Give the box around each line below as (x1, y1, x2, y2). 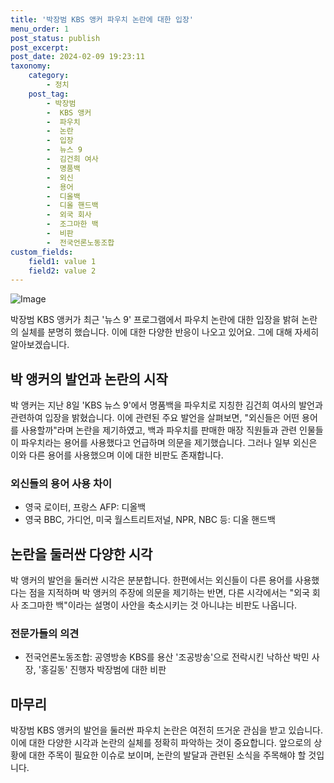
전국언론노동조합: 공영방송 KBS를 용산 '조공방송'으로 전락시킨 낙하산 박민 (24, 651, 310, 663)
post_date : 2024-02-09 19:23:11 (10, 52, 145, 62)
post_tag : (28, 89, 70, 99)
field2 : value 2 (28, 266, 97, 276)
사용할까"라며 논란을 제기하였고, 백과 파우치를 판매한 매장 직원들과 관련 (20, 424, 298, 436)
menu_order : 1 (10, 24, 70, 34)
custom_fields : (10, 247, 74, 257)
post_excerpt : (10, 42, 70, 53)
